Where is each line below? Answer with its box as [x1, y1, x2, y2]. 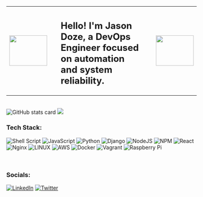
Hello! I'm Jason [60, 19, 132, 32]
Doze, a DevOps [60, 30, 131, 42]
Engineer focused [60, 42, 139, 53]
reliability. [60, 75, 105, 87]
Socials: [6, 170, 31, 179]
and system [60, 64, 113, 75]
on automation [60, 53, 125, 64]
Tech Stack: [6, 124, 42, 132]
